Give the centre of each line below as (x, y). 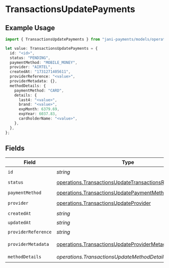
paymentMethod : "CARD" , (39, 91)
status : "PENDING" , (30, 58)
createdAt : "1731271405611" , (40, 72)
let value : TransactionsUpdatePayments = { (52, 48)
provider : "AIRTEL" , (31, 67)
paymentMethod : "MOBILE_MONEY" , (44, 62)
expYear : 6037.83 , (38, 114)
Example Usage (30, 28)
